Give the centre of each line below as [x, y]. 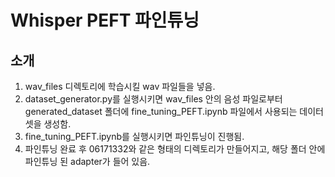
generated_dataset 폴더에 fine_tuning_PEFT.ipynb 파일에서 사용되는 [161, 111]
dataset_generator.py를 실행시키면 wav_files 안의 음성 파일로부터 [153, 99]
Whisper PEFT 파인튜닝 [105, 20]
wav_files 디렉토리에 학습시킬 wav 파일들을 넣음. [120, 86]
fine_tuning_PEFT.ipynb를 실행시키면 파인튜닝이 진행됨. [134, 136]
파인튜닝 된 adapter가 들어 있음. [87, 161]
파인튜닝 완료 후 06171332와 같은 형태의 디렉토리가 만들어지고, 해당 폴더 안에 [175, 149]
